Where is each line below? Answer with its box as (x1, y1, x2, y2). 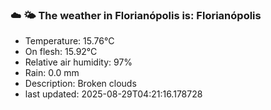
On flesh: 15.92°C (24, 46, 98, 58)
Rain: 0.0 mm (24, 67, 80, 79)
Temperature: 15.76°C (24, 35, 115, 47)
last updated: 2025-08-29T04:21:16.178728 (24, 88, 203, 100)
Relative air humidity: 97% (24, 56, 133, 68)
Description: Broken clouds (24, 78, 137, 90)
